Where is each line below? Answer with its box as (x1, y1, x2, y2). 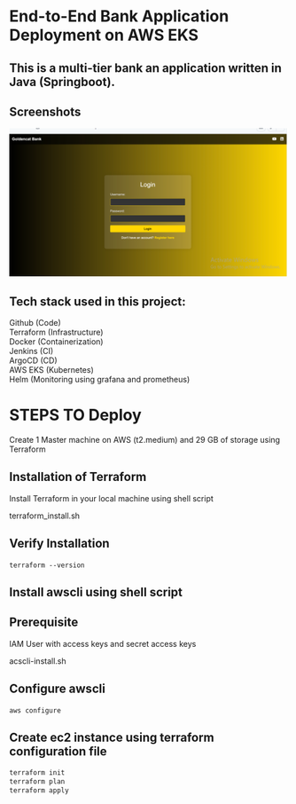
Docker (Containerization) (9, 335, 104, 347)
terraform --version (9, 561, 86, 570)
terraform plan (9, 777, 66, 786)
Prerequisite (9, 615, 79, 630)
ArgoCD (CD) (9, 355, 58, 366)
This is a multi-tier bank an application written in (9, 60, 282, 75)
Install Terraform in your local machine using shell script (9, 493, 214, 503)
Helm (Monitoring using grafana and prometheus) (9, 374, 191, 384)
